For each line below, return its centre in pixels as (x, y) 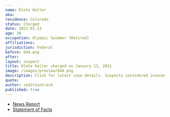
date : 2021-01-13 (24, 29)
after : (12, 57)
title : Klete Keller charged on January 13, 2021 (59, 66)
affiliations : (20, 43)
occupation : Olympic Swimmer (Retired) (47, 38)
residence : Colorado (27, 19)
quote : (12, 80)
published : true (22, 90)
